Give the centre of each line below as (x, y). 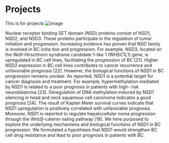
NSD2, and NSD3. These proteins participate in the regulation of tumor (79, 38)
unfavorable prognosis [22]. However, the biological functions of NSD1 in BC (84, 70)
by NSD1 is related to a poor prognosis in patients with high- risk (72, 86)
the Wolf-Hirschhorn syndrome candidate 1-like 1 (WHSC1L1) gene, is (77, 55)
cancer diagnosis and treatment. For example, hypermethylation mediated (82, 81)
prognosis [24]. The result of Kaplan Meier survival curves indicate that (79, 103)
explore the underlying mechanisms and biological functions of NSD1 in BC (83, 124)
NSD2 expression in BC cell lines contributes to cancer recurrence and (79, 65)
